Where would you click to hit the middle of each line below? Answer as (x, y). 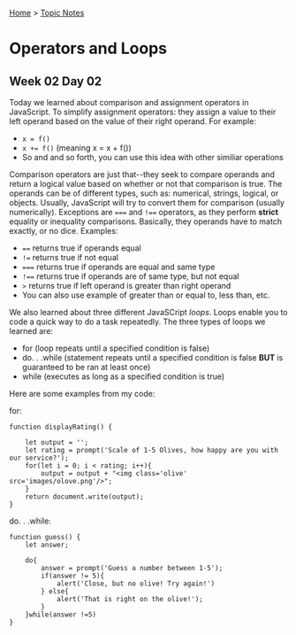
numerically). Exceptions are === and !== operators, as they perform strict (144, 212)
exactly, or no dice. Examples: (64, 231)
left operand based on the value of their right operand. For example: (133, 121)
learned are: (31, 331)
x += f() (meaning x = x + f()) (77, 148)
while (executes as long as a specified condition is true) (123, 376)
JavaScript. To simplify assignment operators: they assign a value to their (143, 112)
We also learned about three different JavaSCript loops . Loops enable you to (148, 312)
